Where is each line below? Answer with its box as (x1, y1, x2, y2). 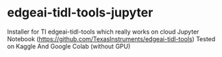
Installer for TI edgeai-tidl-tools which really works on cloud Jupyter (7, 27, 199, 36)
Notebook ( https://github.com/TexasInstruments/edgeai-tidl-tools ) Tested (7, 34, 216, 43)
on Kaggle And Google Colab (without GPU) (7, 42, 131, 50)
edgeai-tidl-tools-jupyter (7, 5, 153, 21)
